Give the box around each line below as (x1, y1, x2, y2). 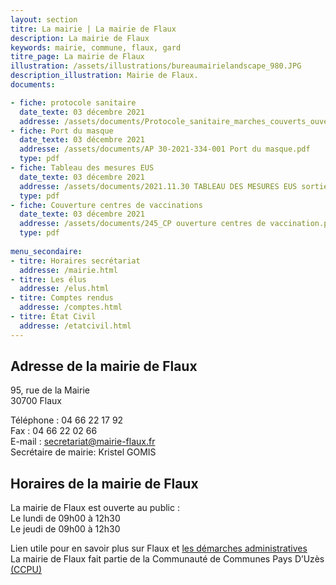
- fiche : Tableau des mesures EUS (10, 163, 155, 173)
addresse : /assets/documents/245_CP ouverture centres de (19, 219, 267, 229)
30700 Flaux (10, 395, 62, 407)
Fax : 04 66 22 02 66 (10, 425, 98, 437)
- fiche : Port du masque (10, 126, 114, 136)
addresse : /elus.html (19, 284, 110, 294)
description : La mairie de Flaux (10, 33, 150, 43)
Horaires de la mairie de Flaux (10, 475, 199, 492)
